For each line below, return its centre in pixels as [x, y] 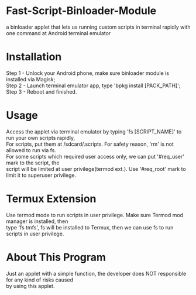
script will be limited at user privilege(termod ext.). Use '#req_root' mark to [96, 169]
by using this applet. [30, 286]
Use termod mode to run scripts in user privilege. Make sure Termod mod [94, 215]
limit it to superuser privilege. [41, 175]
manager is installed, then [37, 221]
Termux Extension [51, 199]
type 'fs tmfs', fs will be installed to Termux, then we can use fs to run [90, 227]
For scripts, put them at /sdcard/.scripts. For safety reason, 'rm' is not [90, 144]
